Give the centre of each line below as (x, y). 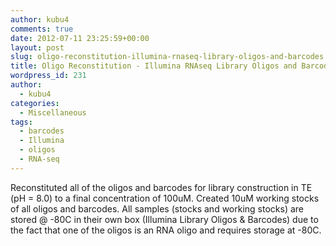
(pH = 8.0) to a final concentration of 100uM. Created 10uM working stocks (165, 198)
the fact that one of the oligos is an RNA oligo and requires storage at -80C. (166, 230)
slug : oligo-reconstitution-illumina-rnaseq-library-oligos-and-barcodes (167, 57)
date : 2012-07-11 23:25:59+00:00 (80, 38)
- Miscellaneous (53, 112)
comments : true (42, 29)
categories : (35, 103)
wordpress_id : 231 (48, 76)
